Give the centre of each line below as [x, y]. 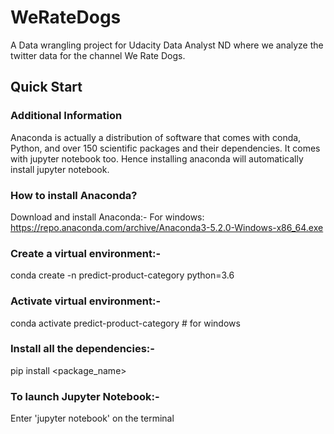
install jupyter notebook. [60, 169]
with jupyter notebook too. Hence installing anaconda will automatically [157, 158]
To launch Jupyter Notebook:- [85, 396]
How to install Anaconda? [74, 195]
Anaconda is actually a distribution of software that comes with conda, [156, 137]
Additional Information [66, 116]
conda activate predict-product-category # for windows [125, 323]
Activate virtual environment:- [86, 301]
